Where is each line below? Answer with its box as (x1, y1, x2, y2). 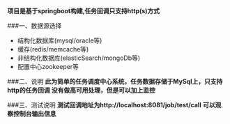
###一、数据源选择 (7, 22, 62, 30)
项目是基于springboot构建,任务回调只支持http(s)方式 (7, 7, 160, 15)
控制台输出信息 (13, 109, 56, 118)
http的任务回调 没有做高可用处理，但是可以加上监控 (7, 86, 155, 94)
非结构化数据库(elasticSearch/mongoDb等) (17, 54, 141, 62)
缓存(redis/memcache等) (17, 45, 89, 53)
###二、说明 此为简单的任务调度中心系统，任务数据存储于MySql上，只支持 (7, 77, 223, 86)
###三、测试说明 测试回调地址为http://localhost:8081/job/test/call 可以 (7, 101, 215, 109)
